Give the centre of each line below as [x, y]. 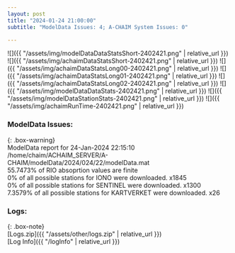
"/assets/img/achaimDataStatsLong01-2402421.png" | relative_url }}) [117, 76]
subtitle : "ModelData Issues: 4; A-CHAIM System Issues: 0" [98, 27]
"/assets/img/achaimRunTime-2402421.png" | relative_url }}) [96, 106]
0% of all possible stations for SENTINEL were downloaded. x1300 [104, 185]
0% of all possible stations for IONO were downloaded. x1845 [97, 177]
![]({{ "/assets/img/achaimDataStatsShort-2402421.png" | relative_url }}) [113, 61]
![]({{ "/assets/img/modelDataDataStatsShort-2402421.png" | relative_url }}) [118, 53]
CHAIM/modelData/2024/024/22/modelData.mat [79, 162]
